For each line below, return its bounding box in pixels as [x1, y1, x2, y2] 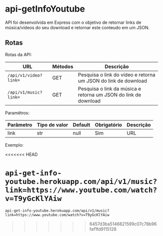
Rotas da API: [5, 51, 32, 57]
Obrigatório [95, 121, 122, 128]
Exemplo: [5, 142, 24, 148]
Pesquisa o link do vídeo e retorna [78, 71, 156, 78]
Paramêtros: [5, 110, 30, 116]
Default [72, 121, 91, 128]
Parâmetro [7, 121, 33, 128]
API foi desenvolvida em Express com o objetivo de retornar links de [5, 19, 142, 25]
